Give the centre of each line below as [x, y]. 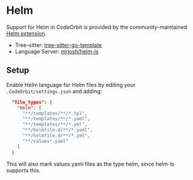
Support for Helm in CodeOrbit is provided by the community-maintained [97, 27]
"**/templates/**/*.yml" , [55, 124]
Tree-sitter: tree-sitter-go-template [59, 45]
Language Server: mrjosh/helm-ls [57, 51]
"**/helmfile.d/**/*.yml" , [56, 136]
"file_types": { [32, 102]
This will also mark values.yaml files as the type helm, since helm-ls [90, 164]
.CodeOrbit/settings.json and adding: [54, 91]
